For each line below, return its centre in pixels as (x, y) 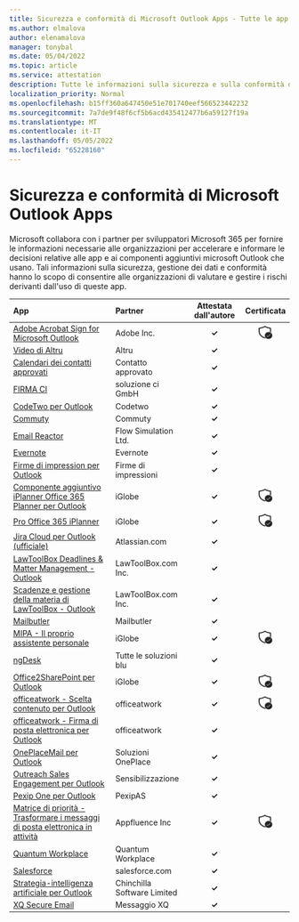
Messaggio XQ (142, 905)
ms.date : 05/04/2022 (48, 57)
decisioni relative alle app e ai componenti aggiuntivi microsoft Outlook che (147, 257)
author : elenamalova (48, 37)
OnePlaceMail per (45, 752)
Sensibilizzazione (147, 779)
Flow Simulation (144, 431)
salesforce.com (143, 870)
